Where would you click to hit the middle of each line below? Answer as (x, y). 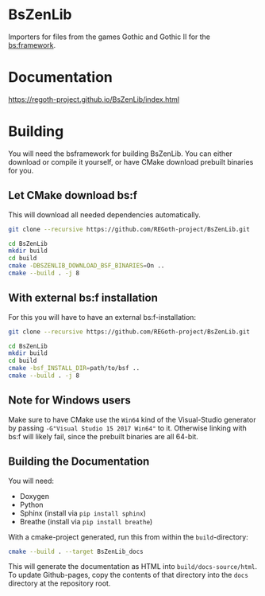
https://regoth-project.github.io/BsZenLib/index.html (94, 99)
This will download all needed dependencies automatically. (104, 214)
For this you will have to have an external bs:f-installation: (102, 317)
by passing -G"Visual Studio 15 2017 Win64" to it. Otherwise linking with (128, 428)
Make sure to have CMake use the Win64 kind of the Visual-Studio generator (132, 419)
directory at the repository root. (60, 583)
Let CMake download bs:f (73, 195)
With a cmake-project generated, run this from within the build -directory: (128, 537)
